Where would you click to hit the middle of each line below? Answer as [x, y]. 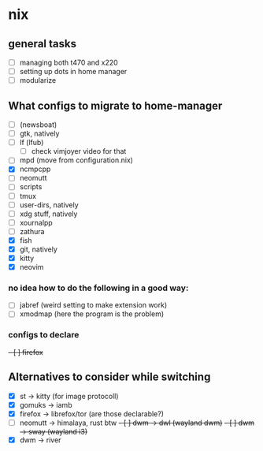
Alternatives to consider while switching [109, 377]
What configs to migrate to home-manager [115, 105]
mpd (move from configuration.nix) [76, 160]
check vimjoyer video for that [79, 151]
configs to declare [44, 335]
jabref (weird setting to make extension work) [93, 305]
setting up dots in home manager [73, 72]
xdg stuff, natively [48, 214]
